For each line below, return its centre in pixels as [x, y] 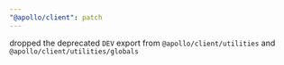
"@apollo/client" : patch [56, 17]
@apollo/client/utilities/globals [74, 51]
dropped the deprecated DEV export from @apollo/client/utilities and [142, 43]
